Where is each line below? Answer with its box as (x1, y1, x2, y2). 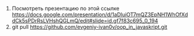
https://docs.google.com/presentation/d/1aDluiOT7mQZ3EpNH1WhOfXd (11, 11, 189, 18)
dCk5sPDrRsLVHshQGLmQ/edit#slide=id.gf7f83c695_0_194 (11, 17, 158, 24)
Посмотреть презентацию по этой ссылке (11, 5, 120, 12)
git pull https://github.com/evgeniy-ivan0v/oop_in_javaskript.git (11, 23, 168, 30)
